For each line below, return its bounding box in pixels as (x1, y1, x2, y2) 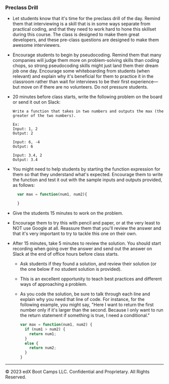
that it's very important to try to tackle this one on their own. (12, 231, 137, 237)
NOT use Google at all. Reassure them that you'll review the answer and (12, 225, 161, 232)
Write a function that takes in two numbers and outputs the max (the (12, 109, 164, 114)
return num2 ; (29, 345, 57, 351)
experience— (130, 79, 158, 85)
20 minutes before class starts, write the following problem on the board (12, 94, 162, 100)
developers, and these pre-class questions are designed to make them (12, 37, 159, 43)
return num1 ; (29, 331, 57, 336)
